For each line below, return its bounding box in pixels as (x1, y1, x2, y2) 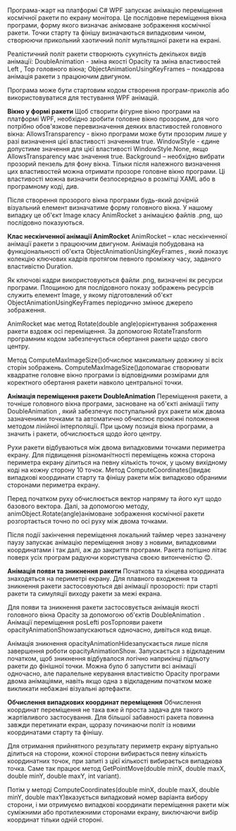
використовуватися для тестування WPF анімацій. (7, 93, 160, 102)
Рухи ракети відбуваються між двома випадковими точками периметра (7, 443, 225, 452)
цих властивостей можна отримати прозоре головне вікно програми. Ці (7, 167, 225, 175)
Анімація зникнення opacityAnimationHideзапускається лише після (7, 640, 209, 647)
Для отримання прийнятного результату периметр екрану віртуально (7, 742, 218, 750)
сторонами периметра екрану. (7, 481, 100, 489)
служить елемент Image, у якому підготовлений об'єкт (7, 291, 173, 299)
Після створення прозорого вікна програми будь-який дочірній (7, 196, 199, 204)
